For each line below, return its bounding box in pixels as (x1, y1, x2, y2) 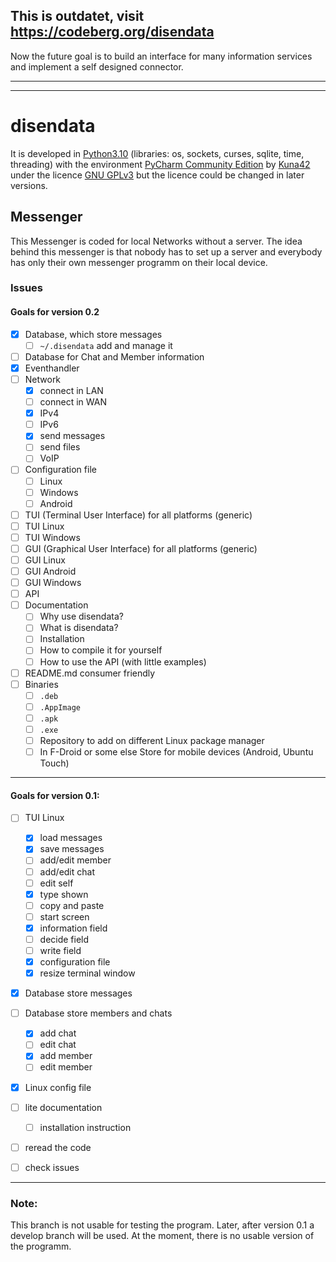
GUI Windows (24, 577, 82, 589)
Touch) (39, 757, 70, 769)
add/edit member (39, 854, 112, 866)
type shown (39, 888, 89, 900)
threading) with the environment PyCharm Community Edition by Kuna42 (10, 158, 311, 170)
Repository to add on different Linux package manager (39, 734, 265, 746)
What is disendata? (39, 622, 119, 634)
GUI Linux (24, 554, 66, 566)
